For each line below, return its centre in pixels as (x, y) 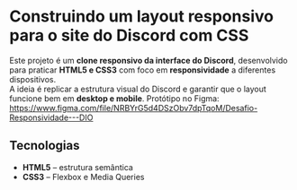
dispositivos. (33, 79)
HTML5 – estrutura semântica (77, 167)
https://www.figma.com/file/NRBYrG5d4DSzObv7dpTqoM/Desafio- (134, 108)
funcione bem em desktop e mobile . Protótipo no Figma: (114, 98)
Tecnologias (45, 146)
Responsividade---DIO (51, 117)
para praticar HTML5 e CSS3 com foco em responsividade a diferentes (143, 70)
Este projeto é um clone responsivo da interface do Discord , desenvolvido (148, 60)
